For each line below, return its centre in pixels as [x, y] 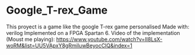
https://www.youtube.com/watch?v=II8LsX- [109, 39]
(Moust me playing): [30, 39]
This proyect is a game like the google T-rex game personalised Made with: [98, 27]
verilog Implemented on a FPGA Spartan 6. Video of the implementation [93, 33]
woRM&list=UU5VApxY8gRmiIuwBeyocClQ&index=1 [69, 46]
